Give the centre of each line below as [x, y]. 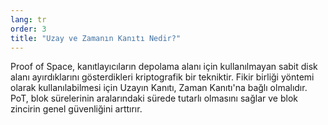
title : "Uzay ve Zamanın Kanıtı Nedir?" [96, 38]
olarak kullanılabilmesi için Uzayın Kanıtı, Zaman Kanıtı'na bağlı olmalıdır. [159, 88]
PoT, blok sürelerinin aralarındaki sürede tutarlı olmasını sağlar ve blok [154, 98]
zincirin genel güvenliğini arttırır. [76, 109]
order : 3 [28, 29]
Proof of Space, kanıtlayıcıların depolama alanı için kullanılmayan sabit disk [164, 67]
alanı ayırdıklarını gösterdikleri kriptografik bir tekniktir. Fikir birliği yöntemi [162, 77]
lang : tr [28, 19]
